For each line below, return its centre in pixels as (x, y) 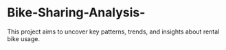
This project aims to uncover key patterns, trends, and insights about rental (113, 32)
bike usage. (23, 38)
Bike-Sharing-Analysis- (76, 13)
